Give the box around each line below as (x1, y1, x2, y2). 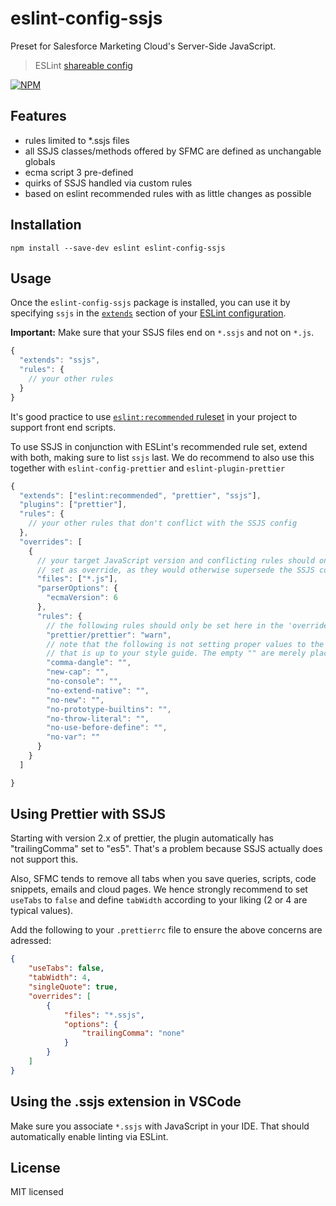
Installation (10, 217, 82, 234)
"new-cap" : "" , (46, 667, 110, 677)
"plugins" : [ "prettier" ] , (19, 500, 128, 510)
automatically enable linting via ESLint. (10, 1130, 169, 1142)
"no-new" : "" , (46, 695, 105, 705)
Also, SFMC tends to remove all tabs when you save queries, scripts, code (10, 873, 317, 885)
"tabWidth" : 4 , (28, 973, 92, 983)
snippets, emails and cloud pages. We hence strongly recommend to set (10, 883, 308, 896)
